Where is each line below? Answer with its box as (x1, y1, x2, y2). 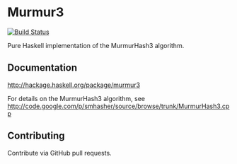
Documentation (7, 61, 78, 74)
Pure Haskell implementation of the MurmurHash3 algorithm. (7, 41, 185, 49)
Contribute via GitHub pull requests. (7, 148, 112, 157)
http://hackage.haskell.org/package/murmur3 (7, 81, 140, 89)
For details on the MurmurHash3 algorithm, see (7, 94, 146, 102)
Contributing (7, 130, 65, 142)
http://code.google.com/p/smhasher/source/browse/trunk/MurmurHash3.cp (7, 102, 230, 110)
